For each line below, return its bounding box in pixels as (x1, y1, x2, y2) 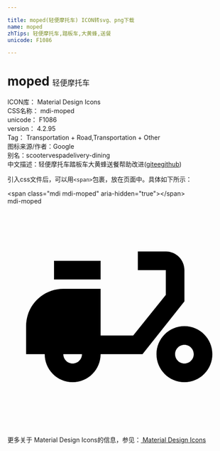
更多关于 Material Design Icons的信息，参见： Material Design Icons (7, 435, 207, 445)
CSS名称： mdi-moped (7, 107, 75, 115)
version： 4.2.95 (7, 124, 56, 133)
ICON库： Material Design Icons (7, 97, 101, 107)
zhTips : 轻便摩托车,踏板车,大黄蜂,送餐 (7, 30, 111, 37)
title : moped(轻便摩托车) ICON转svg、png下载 (7, 16, 135, 23)
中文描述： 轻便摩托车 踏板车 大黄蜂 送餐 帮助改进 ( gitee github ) (7, 160, 182, 169)
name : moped (7, 23, 43, 31)
